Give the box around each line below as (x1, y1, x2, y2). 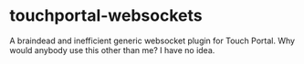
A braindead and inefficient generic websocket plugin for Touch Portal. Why (9, 35, 295, 46)
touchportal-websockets (9, 5, 203, 26)
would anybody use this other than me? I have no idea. (9, 44, 215, 55)
